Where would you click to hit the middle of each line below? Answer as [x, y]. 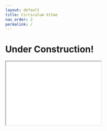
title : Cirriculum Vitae [31, 15]
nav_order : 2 [19, 19]
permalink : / [19, 24]
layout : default [22, 10]
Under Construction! [49, 49]
